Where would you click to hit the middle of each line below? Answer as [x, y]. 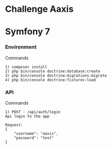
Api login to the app [27, 116]
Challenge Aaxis [39, 9]
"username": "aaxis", [36, 133]
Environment [21, 47]
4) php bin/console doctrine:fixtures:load [51, 80]
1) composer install [26, 67]
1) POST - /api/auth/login [33, 112]
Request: [14, 125]
